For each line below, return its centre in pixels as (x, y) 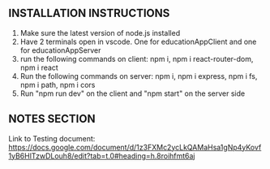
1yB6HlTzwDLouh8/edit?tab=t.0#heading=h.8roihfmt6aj (102, 156)
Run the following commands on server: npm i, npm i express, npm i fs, (139, 76)
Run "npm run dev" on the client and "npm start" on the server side (133, 93)
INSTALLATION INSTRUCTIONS (89, 13)
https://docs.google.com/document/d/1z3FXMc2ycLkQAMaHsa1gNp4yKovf (135, 147)
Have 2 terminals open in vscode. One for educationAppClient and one (138, 41)
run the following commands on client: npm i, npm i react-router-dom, (137, 58)
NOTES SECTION (52, 119)
